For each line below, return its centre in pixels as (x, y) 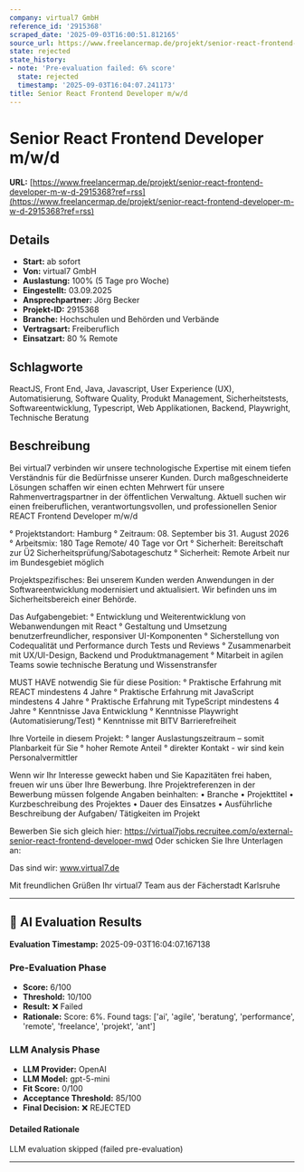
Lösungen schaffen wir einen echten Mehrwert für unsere (117, 487)
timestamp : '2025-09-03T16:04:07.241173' (97, 85)
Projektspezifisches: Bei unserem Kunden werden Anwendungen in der (142, 579)
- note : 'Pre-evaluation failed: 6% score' (93, 69)
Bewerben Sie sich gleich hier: (66, 831)
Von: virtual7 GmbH (59, 272)
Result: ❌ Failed (52, 1006)
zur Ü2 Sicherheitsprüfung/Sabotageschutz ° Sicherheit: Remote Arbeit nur (150, 552)
